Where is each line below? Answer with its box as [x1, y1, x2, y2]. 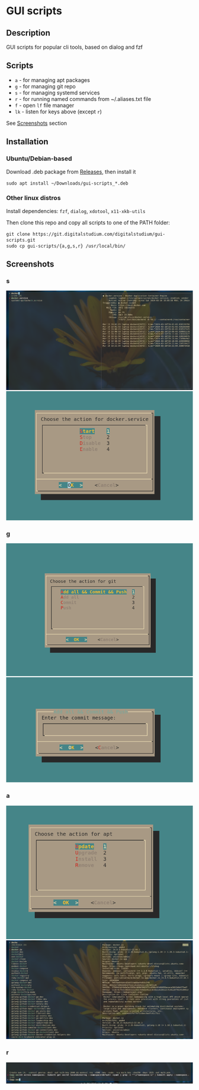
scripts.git [6, 237, 36, 243]
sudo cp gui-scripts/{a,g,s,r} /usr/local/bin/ [6, 243, 126, 249]
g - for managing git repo [14, 83, 76, 90]
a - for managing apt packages [14, 76, 90, 84]
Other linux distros [6, 194, 61, 202]
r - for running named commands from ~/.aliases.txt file [14, 95, 152, 102]
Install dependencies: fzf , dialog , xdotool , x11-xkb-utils [6, 207, 146, 214]
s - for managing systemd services [14, 89, 100, 96]
